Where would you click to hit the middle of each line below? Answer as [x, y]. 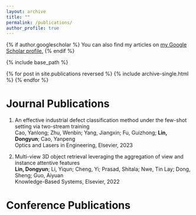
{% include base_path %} [37, 62]
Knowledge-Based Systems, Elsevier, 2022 [67, 182]
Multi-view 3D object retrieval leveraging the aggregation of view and [99, 157]
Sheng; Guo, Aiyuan [39, 176]
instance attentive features [47, 163]
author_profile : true [33, 28]
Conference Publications [68, 205]
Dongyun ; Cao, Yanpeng [45, 139]
